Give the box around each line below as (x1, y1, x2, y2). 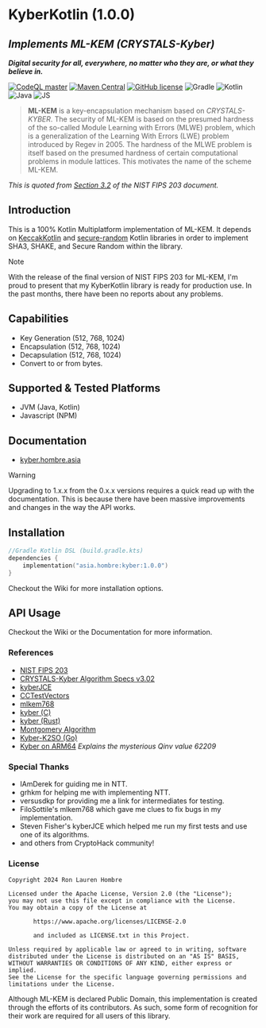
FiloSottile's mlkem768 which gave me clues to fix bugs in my (19, 804, 222, 814)
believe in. (8, 67, 44, 76)
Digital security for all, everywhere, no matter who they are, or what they (8, 58, 254, 68)
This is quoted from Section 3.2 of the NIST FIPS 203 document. (8, 180, 219, 190)
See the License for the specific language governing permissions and (8, 973, 247, 982)
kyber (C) (19, 707, 52, 717)
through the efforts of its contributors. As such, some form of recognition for (8, 1003, 258, 1012)
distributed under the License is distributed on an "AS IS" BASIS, (8, 953, 240, 960)
